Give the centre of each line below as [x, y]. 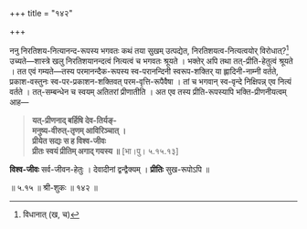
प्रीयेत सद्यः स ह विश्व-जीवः [69, 141]
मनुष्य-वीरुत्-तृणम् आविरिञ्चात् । [79, 130]
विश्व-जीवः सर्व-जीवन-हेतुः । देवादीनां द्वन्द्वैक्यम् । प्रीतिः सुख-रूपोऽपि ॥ [110, 169]
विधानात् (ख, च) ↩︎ [51, 214]
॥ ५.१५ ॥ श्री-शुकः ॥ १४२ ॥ [54, 187]
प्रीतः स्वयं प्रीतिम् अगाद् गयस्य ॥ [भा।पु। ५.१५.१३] [105, 151]
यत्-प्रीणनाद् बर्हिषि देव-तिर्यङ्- [74, 120]
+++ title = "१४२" [41, 13]
